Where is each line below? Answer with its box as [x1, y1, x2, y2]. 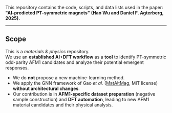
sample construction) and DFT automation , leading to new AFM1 [12, 96, 149, 102]
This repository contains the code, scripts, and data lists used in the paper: [5, 5, 163, 10]
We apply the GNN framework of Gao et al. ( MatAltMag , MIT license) [12, 80, 158, 86]
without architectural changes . [12, 85, 80, 92]
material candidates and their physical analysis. [12, 102, 113, 108]
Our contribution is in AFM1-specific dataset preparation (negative [12, 91, 156, 97]
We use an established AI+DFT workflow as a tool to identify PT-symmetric [5, 54, 166, 60]
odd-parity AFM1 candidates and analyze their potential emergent [5, 59, 144, 65]
